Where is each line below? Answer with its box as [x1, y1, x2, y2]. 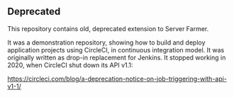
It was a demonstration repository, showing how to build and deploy [7, 38, 206, 47]
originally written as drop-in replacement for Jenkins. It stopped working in [7, 53, 226, 62]
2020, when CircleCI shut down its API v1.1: [7, 60, 133, 69]
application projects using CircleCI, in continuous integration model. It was [7, 45, 225, 54]
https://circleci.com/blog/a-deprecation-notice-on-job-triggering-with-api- [7, 74, 227, 83]
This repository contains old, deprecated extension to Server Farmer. [7, 24, 209, 33]
